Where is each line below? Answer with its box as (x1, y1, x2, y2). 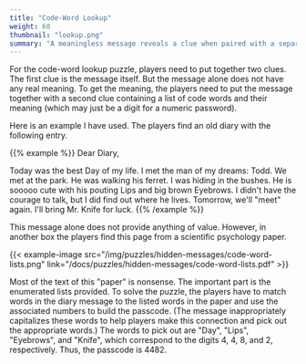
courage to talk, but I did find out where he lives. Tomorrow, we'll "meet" (9, 194, 281, 205)
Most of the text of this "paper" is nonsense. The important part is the (9, 276, 271, 287)
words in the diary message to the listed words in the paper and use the (9, 296, 280, 307)
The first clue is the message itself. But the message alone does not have (9, 74, 284, 85)
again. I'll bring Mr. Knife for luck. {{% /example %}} (9, 204, 205, 215)
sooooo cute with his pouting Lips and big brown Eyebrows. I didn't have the (9, 184, 297, 196)
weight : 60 (9, 22, 51, 31)
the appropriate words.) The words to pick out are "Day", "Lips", (9, 325, 250, 336)
